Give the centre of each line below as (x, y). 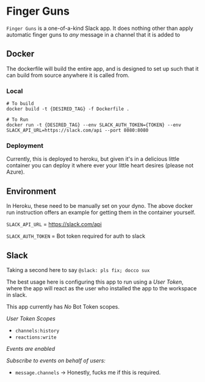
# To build (20, 104)
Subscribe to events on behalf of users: (56, 360)
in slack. (17, 295)
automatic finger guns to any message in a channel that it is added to (93, 34)
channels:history (37, 331)
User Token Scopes (31, 318)
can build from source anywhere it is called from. (68, 75)
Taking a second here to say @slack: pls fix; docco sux (78, 270)
